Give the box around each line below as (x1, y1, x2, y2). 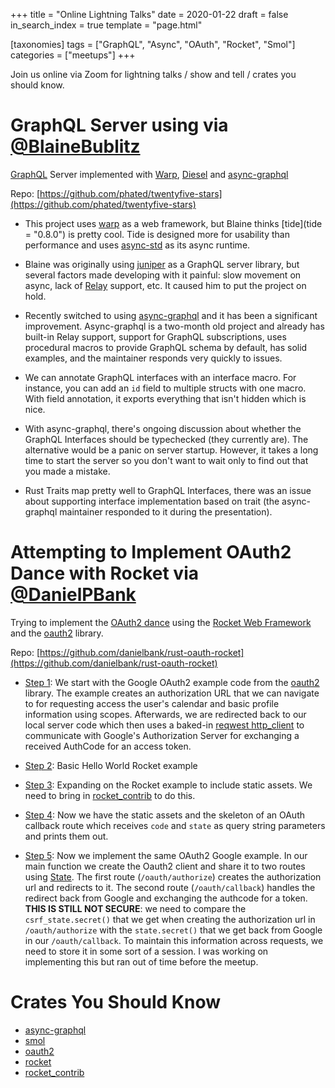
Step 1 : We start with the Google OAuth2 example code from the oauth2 (24, 676, 320, 688)
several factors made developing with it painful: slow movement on (24, 269, 302, 281)
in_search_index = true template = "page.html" (10, 19, 203, 31)
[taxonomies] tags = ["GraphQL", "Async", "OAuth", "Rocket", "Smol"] (10, 39, 296, 50)
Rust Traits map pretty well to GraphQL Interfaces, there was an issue (24, 484, 312, 496)
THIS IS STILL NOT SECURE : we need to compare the (24, 902, 247, 914)
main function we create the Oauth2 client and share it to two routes (24, 860, 306, 872)
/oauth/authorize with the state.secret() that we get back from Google (24, 924, 323, 936)
